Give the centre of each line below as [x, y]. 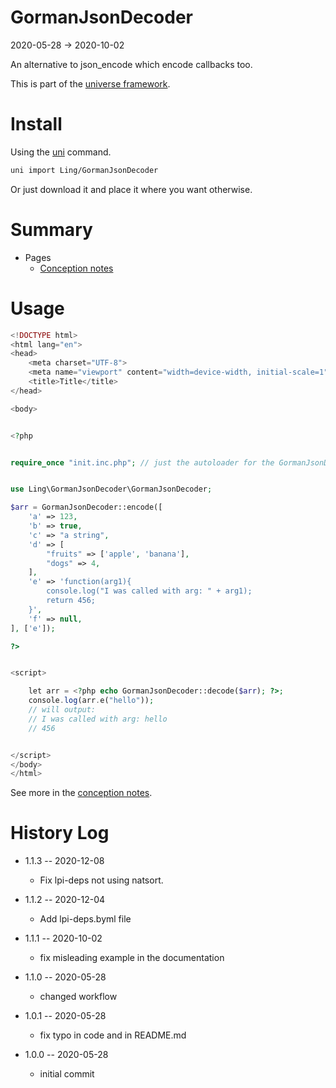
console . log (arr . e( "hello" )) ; [91, 701]
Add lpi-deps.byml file [85, 919]
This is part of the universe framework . [90, 83]
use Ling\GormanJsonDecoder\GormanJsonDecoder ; [111, 489]
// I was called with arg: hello [98, 719]
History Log [60, 833]
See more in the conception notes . [81, 793]
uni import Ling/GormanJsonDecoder [84, 170]
